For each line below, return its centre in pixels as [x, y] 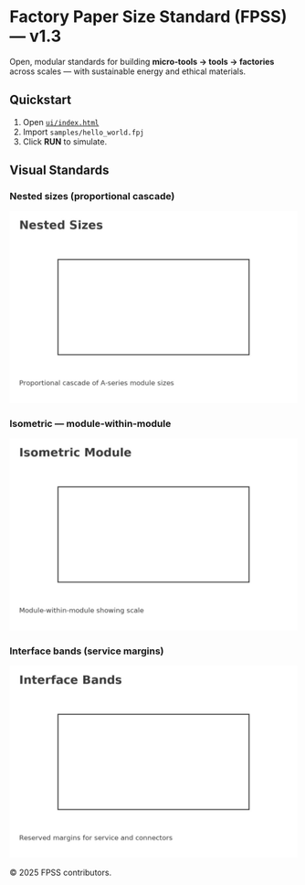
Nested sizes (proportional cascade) [92, 197]
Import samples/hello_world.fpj [83, 132]
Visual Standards [59, 171]
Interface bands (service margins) [87, 651]
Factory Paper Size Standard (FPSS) [148, 17]
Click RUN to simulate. [65, 141]
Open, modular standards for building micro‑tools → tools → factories [142, 61]
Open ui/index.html [61, 122]
